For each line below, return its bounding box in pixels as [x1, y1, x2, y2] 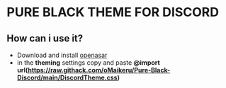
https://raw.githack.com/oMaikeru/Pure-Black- [27, 66, 171, 74]
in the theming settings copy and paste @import [16, 58, 160, 67]
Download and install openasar [16, 51, 108, 59]
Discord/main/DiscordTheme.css [16, 73, 118, 82]
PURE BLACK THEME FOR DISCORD [6, 4, 219, 20]
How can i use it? [6, 32, 84, 44]
